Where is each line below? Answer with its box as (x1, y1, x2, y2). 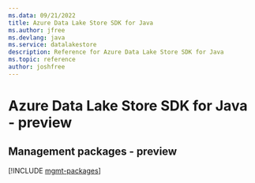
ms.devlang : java (8, 33, 66, 42)
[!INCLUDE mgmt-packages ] (8, 166, 101, 175)
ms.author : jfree (8, 26, 66, 34)
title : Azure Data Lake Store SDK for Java (8, 19, 154, 27)
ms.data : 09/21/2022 (8, 11, 77, 20)
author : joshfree (8, 63, 66, 71)
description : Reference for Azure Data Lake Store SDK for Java (8, 48, 224, 56)
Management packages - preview (8, 145, 178, 159)
